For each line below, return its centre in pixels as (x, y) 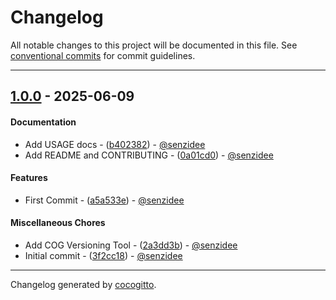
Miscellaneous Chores (58, 223)
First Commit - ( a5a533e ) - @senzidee (104, 200)
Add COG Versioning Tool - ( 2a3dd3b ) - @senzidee (131, 245)
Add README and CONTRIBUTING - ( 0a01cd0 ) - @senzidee (149, 155)
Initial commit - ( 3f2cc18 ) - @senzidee (103, 255)
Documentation (43, 122)
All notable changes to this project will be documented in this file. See (154, 45)
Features (29, 178)
